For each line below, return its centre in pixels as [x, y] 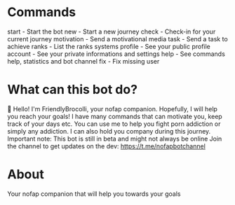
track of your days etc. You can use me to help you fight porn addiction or [114, 124]
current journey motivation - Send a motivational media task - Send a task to [117, 38]
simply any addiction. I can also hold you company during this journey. [109, 131]
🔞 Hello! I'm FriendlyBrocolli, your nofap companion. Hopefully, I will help [112, 108]
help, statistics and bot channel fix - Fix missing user [83, 61]
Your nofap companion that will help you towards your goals [94, 194]
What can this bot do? [73, 90]
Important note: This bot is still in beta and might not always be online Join [115, 139]
